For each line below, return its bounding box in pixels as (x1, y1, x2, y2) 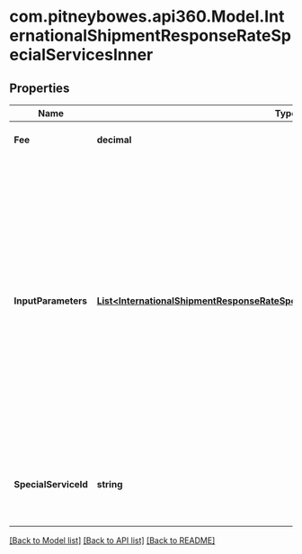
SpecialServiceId (13, 478, 88, 490)
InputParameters (13, 295, 88, 307)
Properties (9, 80, 70, 95)
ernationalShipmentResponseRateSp (9, 25, 292, 46)
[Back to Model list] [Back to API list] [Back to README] (9, 535, 216, 546)
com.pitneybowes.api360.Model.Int (9, 6, 285, 27)
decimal (96, 133, 132, 146)
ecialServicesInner (9, 45, 154, 65)
